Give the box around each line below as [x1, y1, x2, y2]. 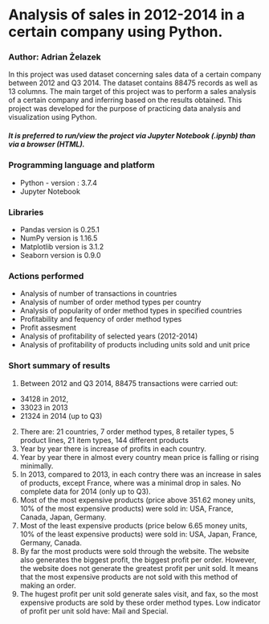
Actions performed [8, 271, 84, 282]
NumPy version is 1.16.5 [19, 233, 98, 243]
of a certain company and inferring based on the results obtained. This [8, 95, 243, 105]
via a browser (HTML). [8, 139, 86, 150]
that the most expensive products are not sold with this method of [19, 572, 238, 581]
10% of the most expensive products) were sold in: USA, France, [19, 503, 234, 513]
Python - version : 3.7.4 [19, 178, 98, 187]
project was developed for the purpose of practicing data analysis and [8, 104, 241, 113]
